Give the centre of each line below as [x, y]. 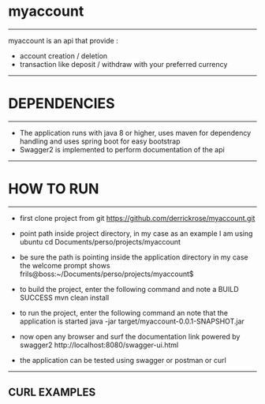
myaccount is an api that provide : [63, 40]
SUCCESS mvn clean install [64, 297]
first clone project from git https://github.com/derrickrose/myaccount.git [137, 218]
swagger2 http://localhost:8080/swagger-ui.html [99, 345]
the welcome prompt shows [65, 265]
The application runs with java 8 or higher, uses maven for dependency [135, 133]
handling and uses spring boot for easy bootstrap [100, 141]
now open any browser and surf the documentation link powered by [130, 336]
